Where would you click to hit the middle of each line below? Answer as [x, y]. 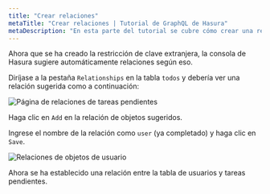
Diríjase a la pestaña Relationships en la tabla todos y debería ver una [124, 78]
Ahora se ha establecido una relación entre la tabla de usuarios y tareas [127, 173]
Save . [17, 142]
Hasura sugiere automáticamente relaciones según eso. [100, 62]
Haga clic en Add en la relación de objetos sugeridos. [96, 118]
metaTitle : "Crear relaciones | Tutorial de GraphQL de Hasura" [118, 23]
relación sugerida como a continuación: [74, 86]
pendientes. [28, 181]
